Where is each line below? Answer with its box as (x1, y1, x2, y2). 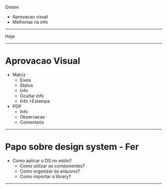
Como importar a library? (19, 173, 71, 179)
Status (19, 82, 33, 88)
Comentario (19, 119, 44, 125)
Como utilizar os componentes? (19, 163, 85, 169)
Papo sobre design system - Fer (5, 141, 139, 153)
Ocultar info (19, 93, 44, 99)
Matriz (12, 71, 26, 77)
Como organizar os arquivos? (19, 168, 81, 174)
